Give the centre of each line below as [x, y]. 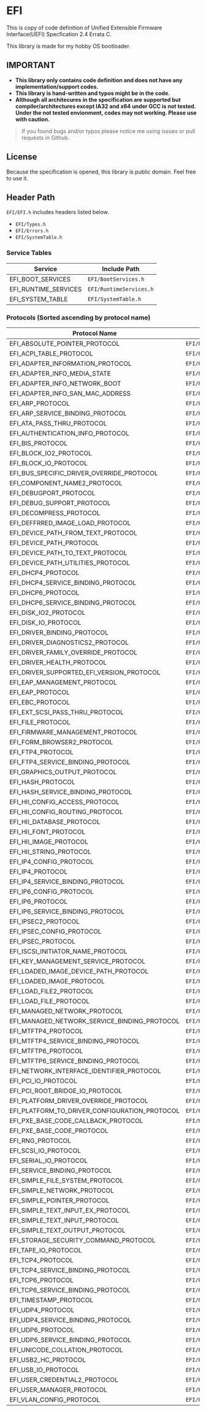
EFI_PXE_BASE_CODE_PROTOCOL [59, 1131]
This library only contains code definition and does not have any [99, 80]
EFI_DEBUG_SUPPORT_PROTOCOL [60, 503]
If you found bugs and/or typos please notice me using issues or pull [108, 131]
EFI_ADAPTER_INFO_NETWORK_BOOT [65, 383]
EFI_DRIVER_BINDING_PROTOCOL [59, 632]
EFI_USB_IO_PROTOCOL [44, 1370]
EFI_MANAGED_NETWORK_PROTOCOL [66, 1011]
